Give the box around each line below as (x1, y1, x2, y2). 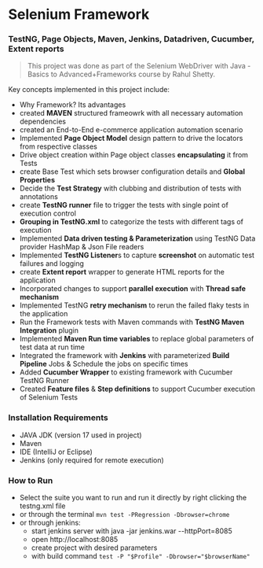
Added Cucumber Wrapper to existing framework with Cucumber (19, 367, 233, 377)
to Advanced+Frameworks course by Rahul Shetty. (50, 69, 216, 79)
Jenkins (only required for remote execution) (19, 455, 165, 465)
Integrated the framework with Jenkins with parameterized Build (19, 351, 230, 360)
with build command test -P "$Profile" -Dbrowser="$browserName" (31, 551, 250, 561)
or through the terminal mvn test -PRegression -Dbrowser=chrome (19, 510, 230, 519)
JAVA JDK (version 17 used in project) (19, 430, 143, 440)
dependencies (19, 116, 67, 127)
